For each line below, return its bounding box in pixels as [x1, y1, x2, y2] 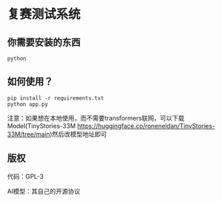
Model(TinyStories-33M [7, 121, 77, 130]
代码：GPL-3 [7, 172, 44, 180]
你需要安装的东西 [7, 36, 81, 48]
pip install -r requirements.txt [7, 95, 104, 102]
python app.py [7, 100, 49, 108]
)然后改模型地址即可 [49, 130, 107, 138]
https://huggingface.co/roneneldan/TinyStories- [77, 121, 216, 130]
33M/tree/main [7, 130, 50, 138]
